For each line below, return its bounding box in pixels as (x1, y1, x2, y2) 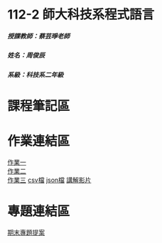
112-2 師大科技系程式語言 (7, 6, 155, 23)
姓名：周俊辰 (7, 51, 45, 60)
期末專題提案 (7, 228, 45, 237)
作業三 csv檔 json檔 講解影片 (7, 175, 92, 184)
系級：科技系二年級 (7, 70, 64, 79)
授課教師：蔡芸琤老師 (7, 31, 70, 40)
